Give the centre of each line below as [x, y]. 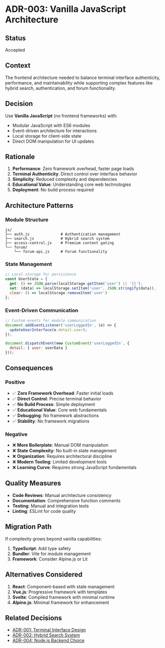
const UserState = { [27, 279]
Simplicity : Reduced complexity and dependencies [65, 179]
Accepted [15, 50]
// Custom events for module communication [51, 321]
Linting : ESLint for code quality [44, 511]
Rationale [20, 157]
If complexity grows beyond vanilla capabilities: [54, 539]
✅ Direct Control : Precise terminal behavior [57, 399]
